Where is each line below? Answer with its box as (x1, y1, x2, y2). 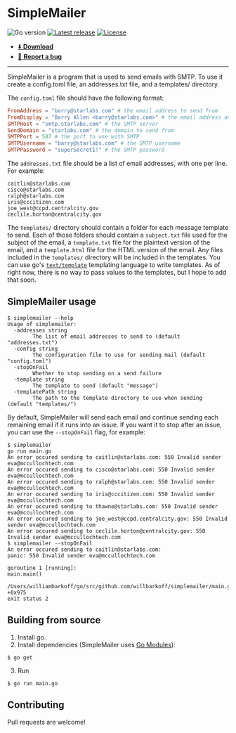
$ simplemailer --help (7, 314, 74, 321)
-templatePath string (13, 388, 77, 395)
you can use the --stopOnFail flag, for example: (7, 427, 146, 436)
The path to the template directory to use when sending (32, 394, 202, 401)
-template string (13, 376, 65, 383)
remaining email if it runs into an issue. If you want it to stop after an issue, (7, 420, 223, 429)
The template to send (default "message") (32, 382, 159, 389)
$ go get (7, 654, 33, 661)
